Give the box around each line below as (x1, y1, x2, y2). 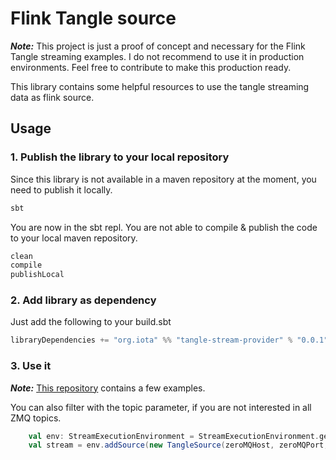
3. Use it (10, 359, 52, 373)
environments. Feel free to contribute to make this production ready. (10, 61, 292, 73)
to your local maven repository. (10, 232, 138, 244)
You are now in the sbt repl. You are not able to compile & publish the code (10, 221, 318, 233)
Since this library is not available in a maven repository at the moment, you (10, 173, 317, 185)
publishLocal (10, 270, 65, 280)
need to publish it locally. (10, 183, 113, 196)
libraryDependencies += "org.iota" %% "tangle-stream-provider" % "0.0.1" (10, 335, 329, 346)
